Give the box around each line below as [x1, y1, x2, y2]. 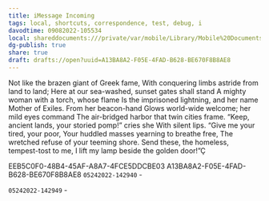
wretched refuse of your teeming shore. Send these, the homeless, [8, 137, 230, 147]
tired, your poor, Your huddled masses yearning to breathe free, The [8, 128, 234, 138]
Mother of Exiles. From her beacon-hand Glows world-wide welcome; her [8, 103, 251, 112]
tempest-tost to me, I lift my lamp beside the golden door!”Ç [8, 145, 206, 156]
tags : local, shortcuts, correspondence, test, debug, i [8, 19, 203, 27]
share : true [8, 49, 48, 57]
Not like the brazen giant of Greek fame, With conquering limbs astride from [8, 77, 259, 88]
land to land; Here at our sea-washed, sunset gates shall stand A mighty [8, 86, 247, 96]
